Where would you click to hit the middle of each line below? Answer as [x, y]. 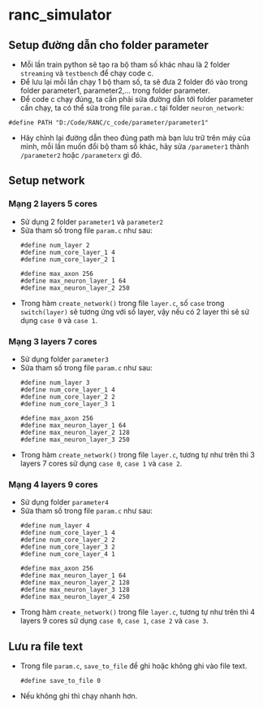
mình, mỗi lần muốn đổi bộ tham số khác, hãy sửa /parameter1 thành [134, 147]
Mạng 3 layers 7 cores [53, 341]
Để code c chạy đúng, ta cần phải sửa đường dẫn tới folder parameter [137, 99]
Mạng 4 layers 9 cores [54, 484]
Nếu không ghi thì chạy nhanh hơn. [79, 696]
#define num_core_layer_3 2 [67, 547]
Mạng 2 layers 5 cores [53, 204]
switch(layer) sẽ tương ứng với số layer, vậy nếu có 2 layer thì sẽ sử [135, 312]
